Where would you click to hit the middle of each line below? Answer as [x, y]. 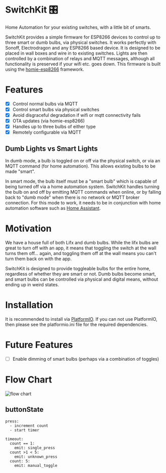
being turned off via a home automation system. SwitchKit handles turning [82, 187]
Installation [29, 305]
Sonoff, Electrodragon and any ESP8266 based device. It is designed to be [83, 48]
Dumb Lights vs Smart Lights [52, 148]
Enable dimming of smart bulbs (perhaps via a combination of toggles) [86, 359]
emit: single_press [35, 448]
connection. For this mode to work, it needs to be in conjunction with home [83, 203]
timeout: [14, 439]
